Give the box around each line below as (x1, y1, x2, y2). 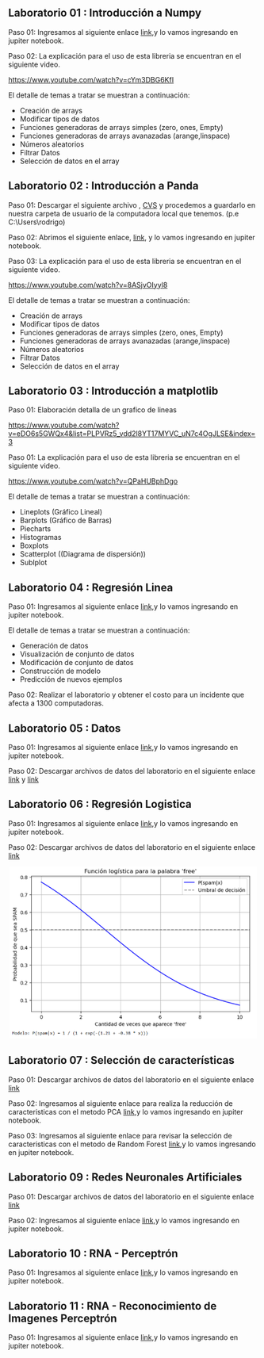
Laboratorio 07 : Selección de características (8, 1054, 235, 1067)
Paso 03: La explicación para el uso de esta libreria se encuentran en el (8, 256, 242, 266)
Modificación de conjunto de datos (19, 658, 134, 668)
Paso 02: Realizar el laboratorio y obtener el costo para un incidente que (8, 690, 245, 700)
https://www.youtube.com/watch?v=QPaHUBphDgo (8, 476, 178, 486)
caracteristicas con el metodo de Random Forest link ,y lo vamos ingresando (8, 1139, 256, 1149)
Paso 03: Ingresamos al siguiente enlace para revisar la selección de (8, 1130, 232, 1140)
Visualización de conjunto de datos (19, 649, 135, 659)
